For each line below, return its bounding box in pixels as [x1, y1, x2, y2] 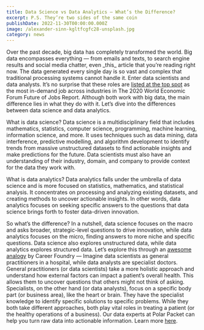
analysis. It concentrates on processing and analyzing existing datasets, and [6, 188, 198, 196]
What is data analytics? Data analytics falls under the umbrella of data [6, 176, 181, 183]
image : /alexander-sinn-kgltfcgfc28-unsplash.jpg [6, 26, 135, 32]
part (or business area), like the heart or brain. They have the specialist [6, 291, 185, 299]
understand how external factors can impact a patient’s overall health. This [6, 272, 194, 279]
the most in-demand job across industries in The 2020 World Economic [6, 87, 186, 95]
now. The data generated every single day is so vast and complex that [6, 68, 182, 75]
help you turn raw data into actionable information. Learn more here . [6, 317, 178, 325]
